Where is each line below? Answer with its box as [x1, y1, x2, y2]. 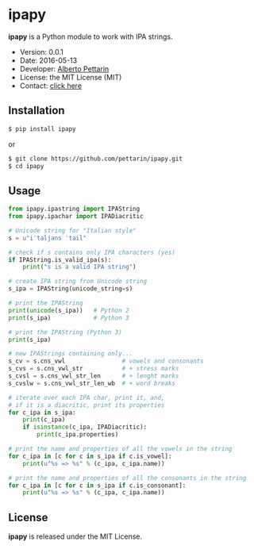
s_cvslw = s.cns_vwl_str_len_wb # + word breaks [8, 379, 176, 387]
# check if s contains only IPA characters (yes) [8, 248, 176, 256]
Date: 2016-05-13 [19, 56, 78, 65]
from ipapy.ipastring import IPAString [8, 205, 140, 213]
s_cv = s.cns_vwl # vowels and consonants [8, 357, 204, 366]
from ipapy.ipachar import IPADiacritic [8, 213, 144, 221]
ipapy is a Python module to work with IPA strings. [8, 32, 173, 41]
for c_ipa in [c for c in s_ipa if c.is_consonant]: [8, 482, 187, 489]
